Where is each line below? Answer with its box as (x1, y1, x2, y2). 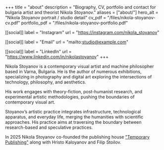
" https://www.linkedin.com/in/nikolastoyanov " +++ (5, 54, 109, 60)
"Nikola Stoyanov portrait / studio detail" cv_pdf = (5, 15, 107, 20)
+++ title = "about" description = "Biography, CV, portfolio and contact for (5, 4, 156, 10)
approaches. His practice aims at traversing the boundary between (5, 119, 142, 125)
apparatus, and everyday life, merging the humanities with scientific (5, 114, 144, 120)
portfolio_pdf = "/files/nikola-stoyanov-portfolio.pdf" (21, 20, 128, 26)
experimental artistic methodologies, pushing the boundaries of (5, 94, 135, 100)
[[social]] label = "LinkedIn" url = (5, 49, 72, 54)
